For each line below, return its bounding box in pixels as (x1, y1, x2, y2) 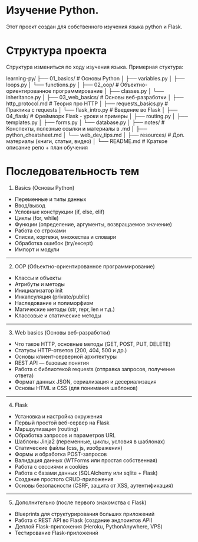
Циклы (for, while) (14, 214, 59, 222)
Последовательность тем (6, 165, 140, 178)
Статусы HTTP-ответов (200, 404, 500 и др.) (14, 346, 127, 353)
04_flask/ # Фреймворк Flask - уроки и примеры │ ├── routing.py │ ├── (6, 112, 189, 119)
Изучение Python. (6, 4, 99, 17)
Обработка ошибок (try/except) (14, 239, 93, 246)
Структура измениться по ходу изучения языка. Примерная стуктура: (6, 63, 184, 70)
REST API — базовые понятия (14, 359, 90, 366)
